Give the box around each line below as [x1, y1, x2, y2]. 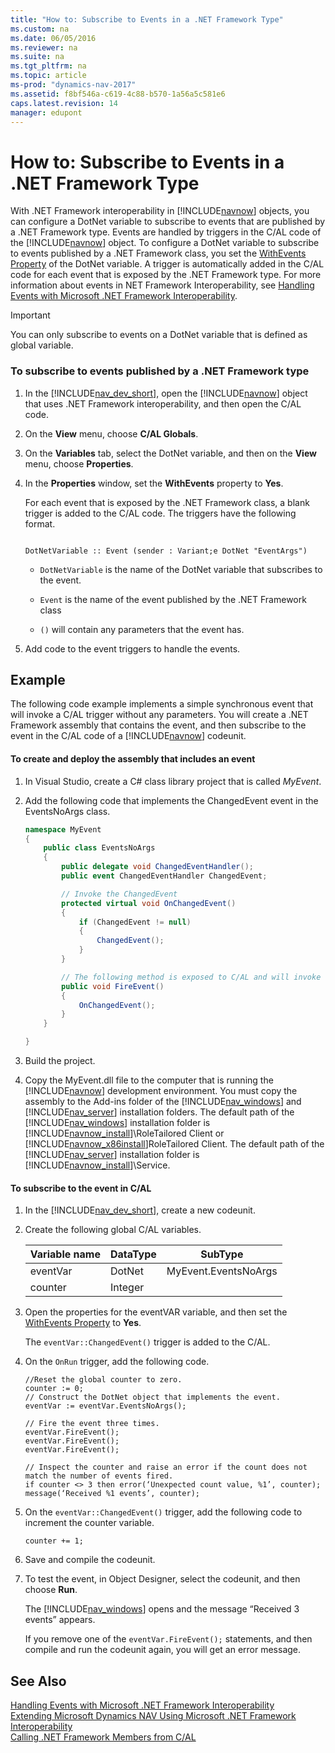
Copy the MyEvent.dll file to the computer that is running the [24, 1074, 274, 1086]
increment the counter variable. [24, 1517, 155, 1529]
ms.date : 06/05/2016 [10, 33, 97, 43]
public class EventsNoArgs [43, 843, 156, 853]
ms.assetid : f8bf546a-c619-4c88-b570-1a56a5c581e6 [10, 89, 226, 99]
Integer [109, 1281, 145, 1295]
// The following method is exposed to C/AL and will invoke [61, 972, 322, 982]
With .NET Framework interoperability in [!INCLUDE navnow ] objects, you [10, 205, 310, 217]
